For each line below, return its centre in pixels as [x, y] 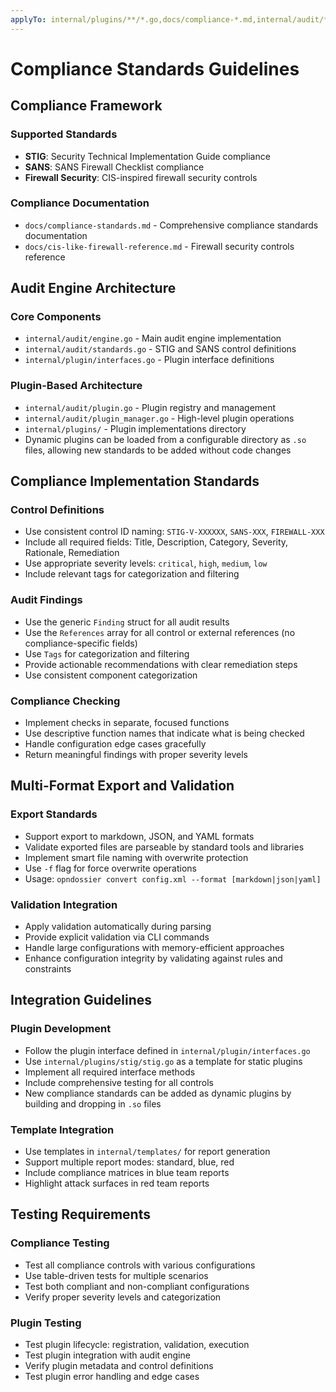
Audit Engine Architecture [93, 288]
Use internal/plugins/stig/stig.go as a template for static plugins [163, 1061]
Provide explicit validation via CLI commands [117, 937]
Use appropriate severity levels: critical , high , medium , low [146, 563]
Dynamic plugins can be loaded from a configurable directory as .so [165, 439]
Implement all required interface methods [110, 1072]
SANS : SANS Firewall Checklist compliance [114, 167]
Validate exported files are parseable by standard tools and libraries [164, 847]
